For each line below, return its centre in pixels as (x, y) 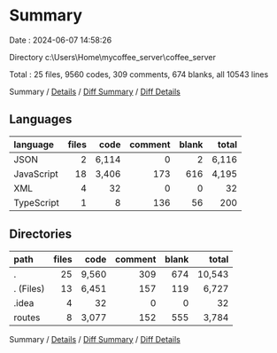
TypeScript (36, 202)
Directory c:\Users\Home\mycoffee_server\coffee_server (113, 57)
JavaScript (36, 174)
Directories (41, 235)
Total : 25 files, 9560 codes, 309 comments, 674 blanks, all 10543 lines (139, 74)
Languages (41, 119)
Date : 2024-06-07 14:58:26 (61, 40)
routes (27, 318)
